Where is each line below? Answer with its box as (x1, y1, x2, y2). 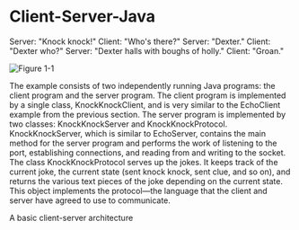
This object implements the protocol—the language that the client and (9, 185, 268, 196)
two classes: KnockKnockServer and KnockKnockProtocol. (9, 119, 228, 129)
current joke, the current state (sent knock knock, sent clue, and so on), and (9, 166, 291, 177)
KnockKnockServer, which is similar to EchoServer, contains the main (9, 128, 267, 138)
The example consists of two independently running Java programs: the (9, 80, 276, 91)
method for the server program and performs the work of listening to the (9, 137, 277, 148)
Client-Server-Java (9, 6, 155, 27)
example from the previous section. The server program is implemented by (9, 109, 286, 119)
